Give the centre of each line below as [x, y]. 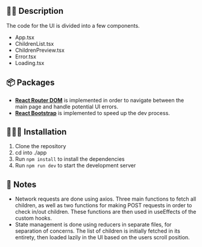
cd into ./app [31, 153]
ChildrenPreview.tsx [40, 50]
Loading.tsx [30, 63]
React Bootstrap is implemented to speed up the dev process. [92, 113]
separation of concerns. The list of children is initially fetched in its [98, 231]
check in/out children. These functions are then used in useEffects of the [106, 212]
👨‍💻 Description [35, 11]
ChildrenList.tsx [34, 43]
